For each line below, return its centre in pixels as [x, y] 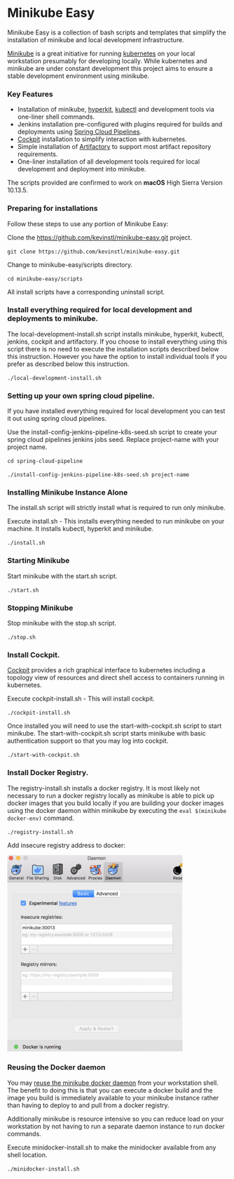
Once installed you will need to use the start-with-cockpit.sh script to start [115, 726]
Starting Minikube [39, 561]
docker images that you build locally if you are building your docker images [116, 803]
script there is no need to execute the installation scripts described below [113, 349]
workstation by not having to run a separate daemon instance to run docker [116, 1126]
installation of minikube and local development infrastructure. [96, 39]
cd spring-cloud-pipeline [45, 462]
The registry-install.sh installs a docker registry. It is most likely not [104, 788]
